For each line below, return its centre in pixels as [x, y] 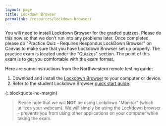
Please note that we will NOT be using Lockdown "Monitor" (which [85, 103]
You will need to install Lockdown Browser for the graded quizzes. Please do [83, 33]
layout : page [19, 10]
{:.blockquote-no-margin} [31, 93]
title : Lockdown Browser [31, 14]
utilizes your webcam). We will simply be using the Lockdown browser [89, 108]
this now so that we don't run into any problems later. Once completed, [78, 38]
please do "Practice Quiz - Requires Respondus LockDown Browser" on [79, 43]
